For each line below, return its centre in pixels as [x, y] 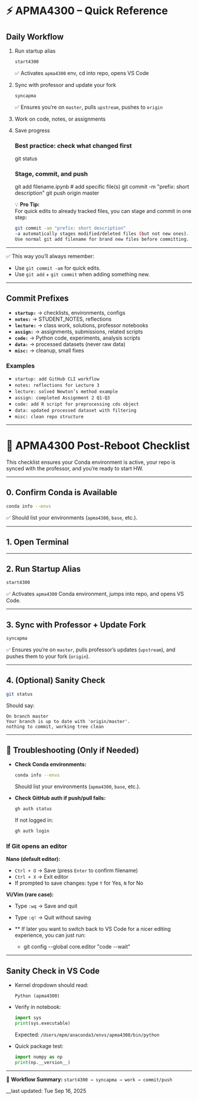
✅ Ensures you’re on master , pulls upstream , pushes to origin [89, 107]
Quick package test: [39, 1046]
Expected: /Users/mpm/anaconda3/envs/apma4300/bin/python [87, 1034]
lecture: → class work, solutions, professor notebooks [81, 325]
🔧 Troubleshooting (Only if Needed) [73, 750]
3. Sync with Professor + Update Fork [76, 625]
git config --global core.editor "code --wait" [77, 947]
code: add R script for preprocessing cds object [77, 404]
